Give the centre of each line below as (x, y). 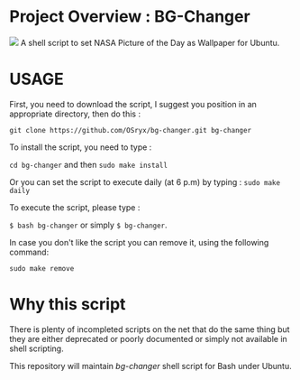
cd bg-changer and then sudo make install (89, 164)
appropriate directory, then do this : (75, 114)
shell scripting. (37, 348)
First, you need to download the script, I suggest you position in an (133, 104)
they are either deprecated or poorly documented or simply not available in (149, 338)
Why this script (68, 305)
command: (29, 252)
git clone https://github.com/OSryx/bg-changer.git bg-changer (131, 130)
